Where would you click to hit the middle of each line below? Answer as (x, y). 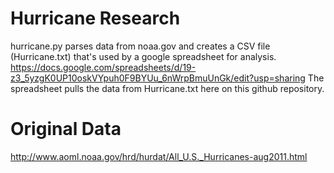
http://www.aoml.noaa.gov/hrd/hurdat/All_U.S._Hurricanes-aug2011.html (159, 156)
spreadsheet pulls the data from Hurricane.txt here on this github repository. (167, 88)
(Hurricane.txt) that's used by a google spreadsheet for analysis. (143, 56)
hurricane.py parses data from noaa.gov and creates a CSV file (140, 46)
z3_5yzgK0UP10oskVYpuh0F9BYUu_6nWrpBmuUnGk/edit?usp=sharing (158, 78)
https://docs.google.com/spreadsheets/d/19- (103, 67)
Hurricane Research (95, 18)
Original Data (66, 129)
